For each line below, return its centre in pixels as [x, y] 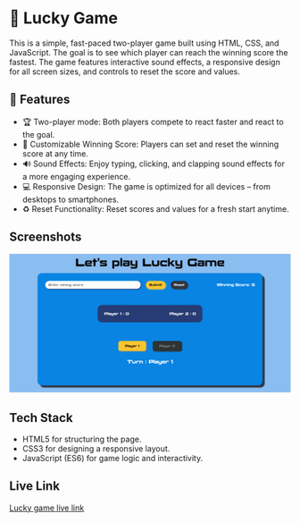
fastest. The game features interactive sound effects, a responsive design [145, 62]
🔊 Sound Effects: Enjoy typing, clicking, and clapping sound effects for [154, 164]
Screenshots [46, 237]
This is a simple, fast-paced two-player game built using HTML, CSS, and [144, 43]
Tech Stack [41, 418]
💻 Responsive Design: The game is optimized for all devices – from [146, 186]
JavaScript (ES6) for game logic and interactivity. [112, 458]
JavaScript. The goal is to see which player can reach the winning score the [149, 52]
